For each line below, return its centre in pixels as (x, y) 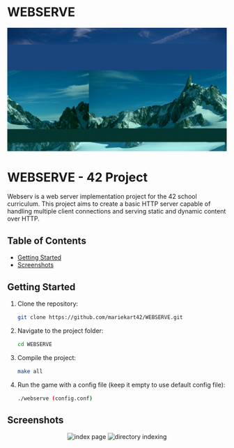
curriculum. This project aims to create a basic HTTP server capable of (109, 204)
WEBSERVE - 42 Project (78, 177)
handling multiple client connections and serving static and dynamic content (117, 211)
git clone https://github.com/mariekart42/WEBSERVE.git (100, 318)
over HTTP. (24, 219)
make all (30, 371)
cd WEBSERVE (34, 344)
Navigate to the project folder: (60, 330)
